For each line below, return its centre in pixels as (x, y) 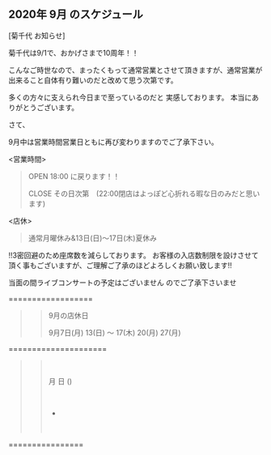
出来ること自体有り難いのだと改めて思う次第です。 (93, 80)
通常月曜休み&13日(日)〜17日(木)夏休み (93, 238)
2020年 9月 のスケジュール (76, 15)
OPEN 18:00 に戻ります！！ (74, 176)
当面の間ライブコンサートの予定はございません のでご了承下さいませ (123, 283)
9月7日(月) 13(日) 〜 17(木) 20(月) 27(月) (114, 332)
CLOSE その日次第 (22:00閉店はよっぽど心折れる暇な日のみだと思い (144, 193)
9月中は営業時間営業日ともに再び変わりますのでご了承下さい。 (113, 142)
